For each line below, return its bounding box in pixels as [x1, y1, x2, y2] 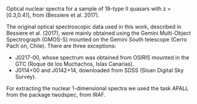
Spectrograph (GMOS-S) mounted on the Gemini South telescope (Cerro [6, 36, 187, 43]
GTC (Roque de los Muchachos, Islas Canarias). [15, 60, 134, 67]
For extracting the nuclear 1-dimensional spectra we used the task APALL [6, 85, 189, 92]
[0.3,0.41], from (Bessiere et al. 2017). [6, 11, 100, 19]
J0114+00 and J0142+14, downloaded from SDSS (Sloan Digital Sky [15, 67, 184, 74]
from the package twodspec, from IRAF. [6, 91, 106, 98]
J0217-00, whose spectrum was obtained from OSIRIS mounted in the [15, 54, 189, 61]
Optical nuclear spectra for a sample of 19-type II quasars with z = [6, 5, 171, 12]
